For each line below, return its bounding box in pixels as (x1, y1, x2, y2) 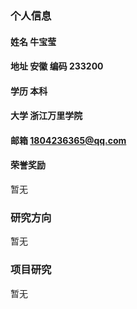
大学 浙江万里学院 (10, 110, 83, 122)
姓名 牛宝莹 (10, 35, 57, 47)
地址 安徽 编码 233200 (10, 60, 104, 72)
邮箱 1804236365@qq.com (10, 134, 127, 146)
